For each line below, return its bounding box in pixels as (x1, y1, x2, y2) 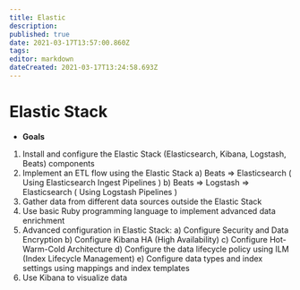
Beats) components (21, 158, 96, 168)
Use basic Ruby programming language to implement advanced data (21, 205, 276, 216)
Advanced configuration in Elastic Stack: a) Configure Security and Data (21, 225, 289, 235)
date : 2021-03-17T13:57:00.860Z (9, 38, 130, 47)
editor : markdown (9, 55, 74, 64)
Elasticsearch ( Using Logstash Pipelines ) (21, 186, 177, 197)
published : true (9, 30, 70, 38)
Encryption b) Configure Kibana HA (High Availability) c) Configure (21, 234, 269, 244)
